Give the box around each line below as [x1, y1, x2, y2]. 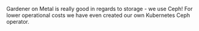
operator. [6, 18, 29, 25]
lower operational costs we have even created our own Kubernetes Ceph [6, 12, 190, 19]
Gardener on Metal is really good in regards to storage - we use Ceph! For [6, 5, 193, 12]
